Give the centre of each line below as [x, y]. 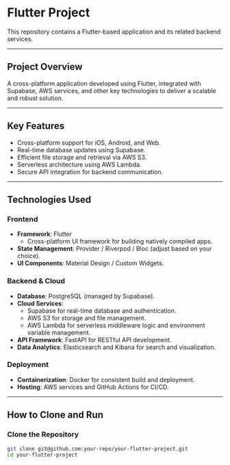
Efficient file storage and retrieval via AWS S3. [82, 157]
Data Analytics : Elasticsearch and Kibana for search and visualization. [116, 347]
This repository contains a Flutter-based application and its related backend [114, 32]
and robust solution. [35, 98]
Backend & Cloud [36, 281]
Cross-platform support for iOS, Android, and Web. [89, 143]
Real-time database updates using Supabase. [81, 150]
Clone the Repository [43, 435]
